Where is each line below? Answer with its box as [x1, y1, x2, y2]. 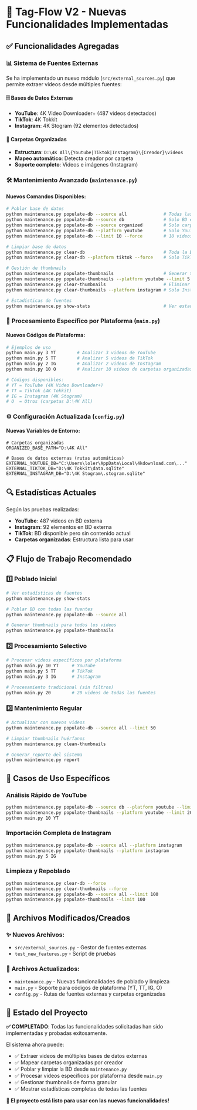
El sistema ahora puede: [6, 1041, 64, 1048]
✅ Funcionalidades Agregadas [6, 41, 119, 51]
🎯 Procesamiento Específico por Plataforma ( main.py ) [6, 317, 160, 325]
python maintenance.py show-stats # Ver [6, 303, 177, 309]
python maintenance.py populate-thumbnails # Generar [6, 271, 188, 277]
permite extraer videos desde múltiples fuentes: [6, 80, 122, 87]
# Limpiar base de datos [6, 243, 67, 250]
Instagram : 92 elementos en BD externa [14, 524, 113, 531]
